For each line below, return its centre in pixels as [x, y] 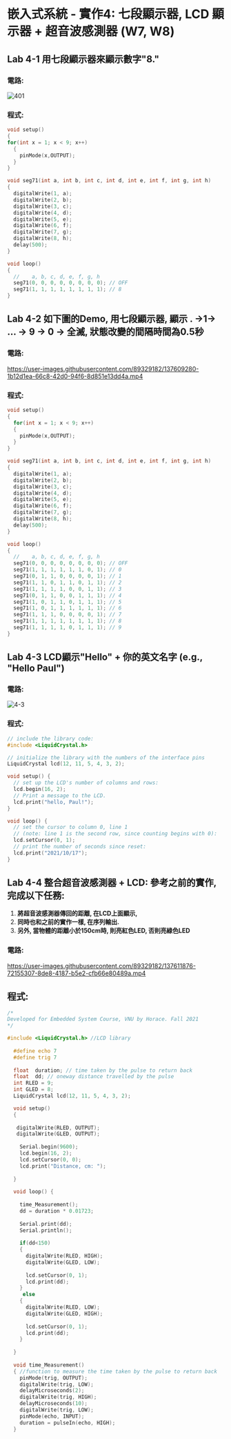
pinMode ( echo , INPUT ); [52, 1416]
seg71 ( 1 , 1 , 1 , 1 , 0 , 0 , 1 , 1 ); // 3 [68, 589]
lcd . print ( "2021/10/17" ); [51, 853]
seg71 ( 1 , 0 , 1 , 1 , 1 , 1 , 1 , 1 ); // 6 [68, 608]
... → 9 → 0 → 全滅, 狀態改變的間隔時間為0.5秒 [106, 332]
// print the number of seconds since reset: [80, 847]
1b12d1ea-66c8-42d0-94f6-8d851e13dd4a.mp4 [75, 376]
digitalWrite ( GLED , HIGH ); [64, 1313]
